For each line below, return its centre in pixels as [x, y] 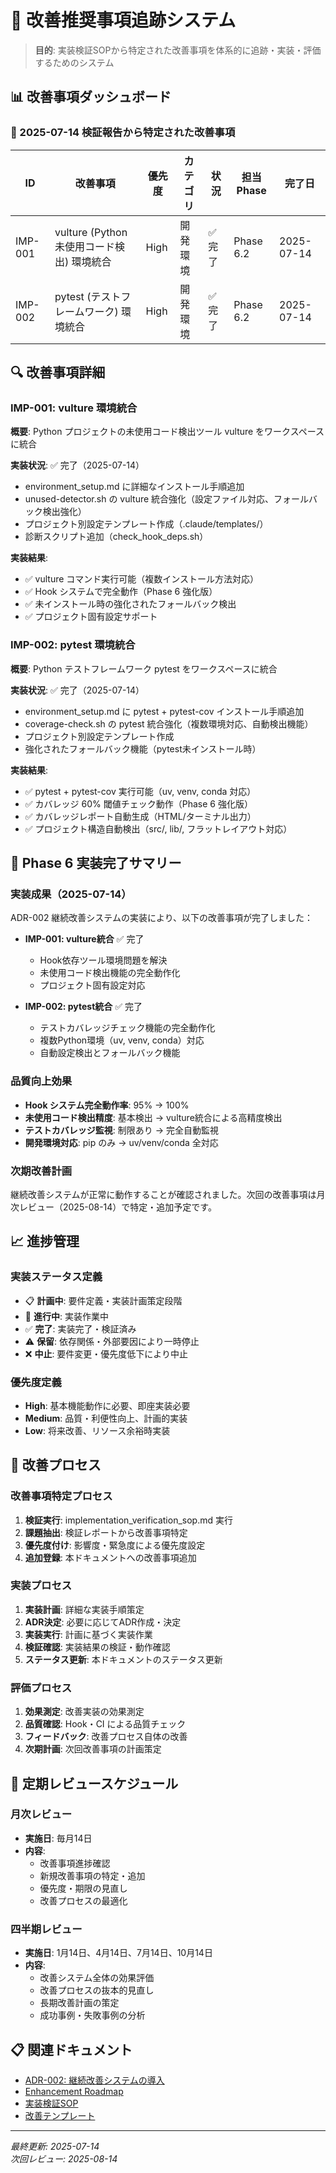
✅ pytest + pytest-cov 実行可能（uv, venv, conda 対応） [140, 791]
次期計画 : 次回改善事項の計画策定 [93, 1749]
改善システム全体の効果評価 [97, 1978]
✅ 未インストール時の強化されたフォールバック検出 [130, 604]
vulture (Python [91, 232]
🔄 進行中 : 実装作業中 [66, 1316]
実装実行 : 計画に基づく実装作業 [88, 1634]
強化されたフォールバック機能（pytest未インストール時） [143, 748]
